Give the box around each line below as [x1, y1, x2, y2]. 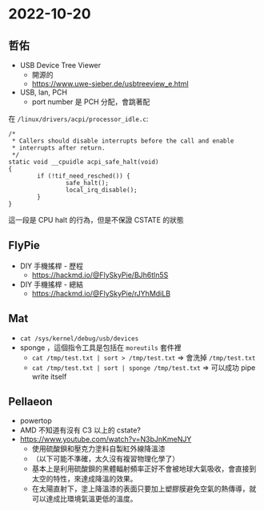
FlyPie [8, 239, 40, 252]
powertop [19, 416, 52, 425]
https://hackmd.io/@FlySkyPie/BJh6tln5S [31, 270, 169, 280]
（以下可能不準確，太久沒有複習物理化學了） [31, 454, 180, 464]
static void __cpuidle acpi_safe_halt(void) [8, 158, 159, 166]
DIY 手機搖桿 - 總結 [19, 280, 84, 289]
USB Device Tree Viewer [19, 61, 102, 70]
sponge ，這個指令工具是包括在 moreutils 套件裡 [19, 342, 182, 352]
